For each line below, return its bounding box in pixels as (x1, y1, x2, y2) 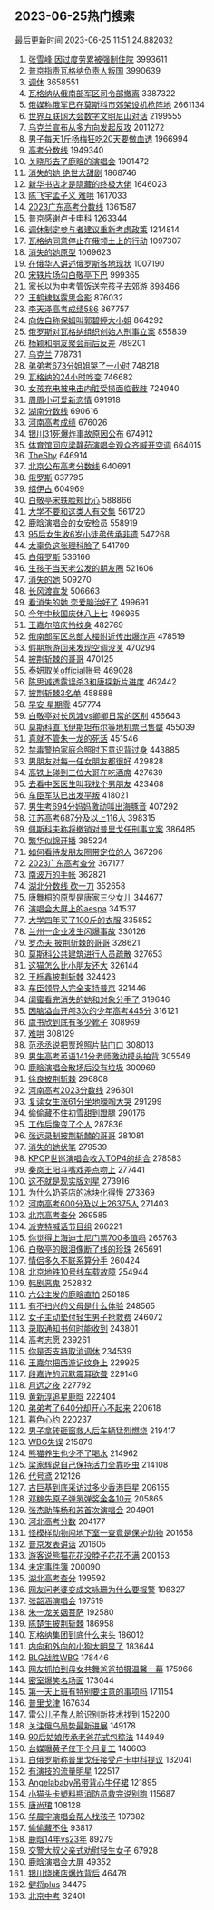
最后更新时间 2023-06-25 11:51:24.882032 (15, 34, 174, 45)
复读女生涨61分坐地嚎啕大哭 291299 (27, 1096, 162, 1107)
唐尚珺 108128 (27, 1799, 81, 1810)
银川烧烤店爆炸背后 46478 (27, 1867, 127, 1878)
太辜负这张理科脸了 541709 (27, 539, 130, 551)
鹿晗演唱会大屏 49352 (27, 1856, 112, 1867)
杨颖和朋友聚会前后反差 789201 (27, 337, 146, 348)
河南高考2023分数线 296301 (27, 1084, 134, 1096)
